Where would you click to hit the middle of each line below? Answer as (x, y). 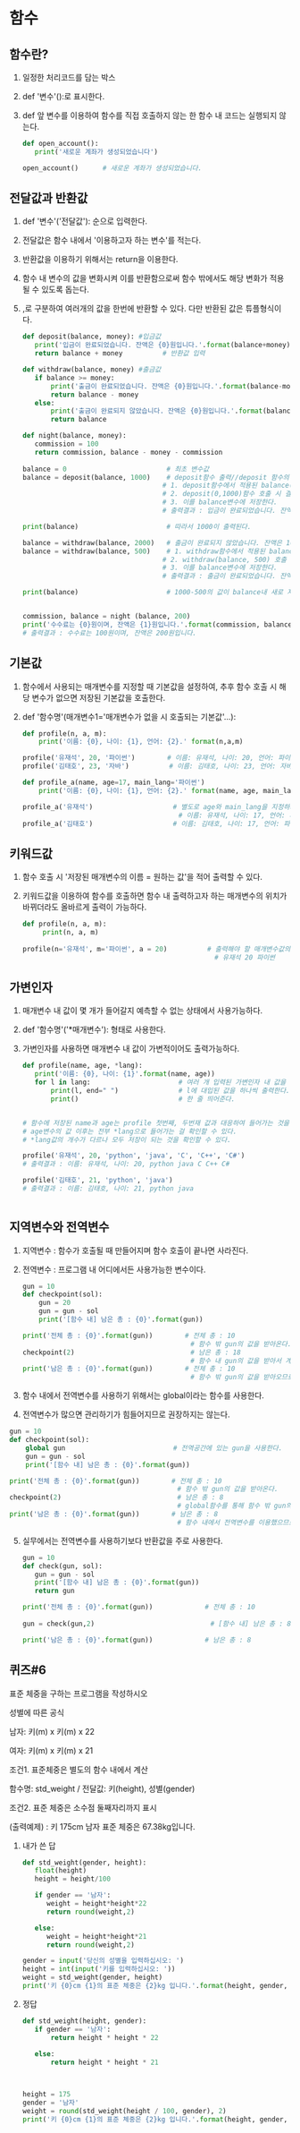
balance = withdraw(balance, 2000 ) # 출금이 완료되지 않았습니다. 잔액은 (152, 542)
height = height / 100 (73, 1879)
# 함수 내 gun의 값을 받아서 (236, 1361)
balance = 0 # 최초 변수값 (116, 469)
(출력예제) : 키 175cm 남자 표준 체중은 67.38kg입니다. (102, 1826)
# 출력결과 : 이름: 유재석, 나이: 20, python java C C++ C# (126, 1165)
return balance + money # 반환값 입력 (120, 354)
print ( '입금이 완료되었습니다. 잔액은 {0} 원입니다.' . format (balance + (150, 346)
